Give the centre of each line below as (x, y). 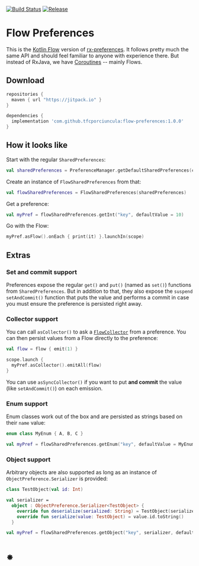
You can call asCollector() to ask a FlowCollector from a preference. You (96, 332)
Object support (28, 460)
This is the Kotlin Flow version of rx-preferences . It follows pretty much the (97, 49)
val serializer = (28, 500)
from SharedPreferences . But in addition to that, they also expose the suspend (99, 291)
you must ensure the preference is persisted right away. (74, 304)
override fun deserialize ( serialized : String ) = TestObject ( (94, 511)
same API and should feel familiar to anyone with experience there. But (93, 56)
